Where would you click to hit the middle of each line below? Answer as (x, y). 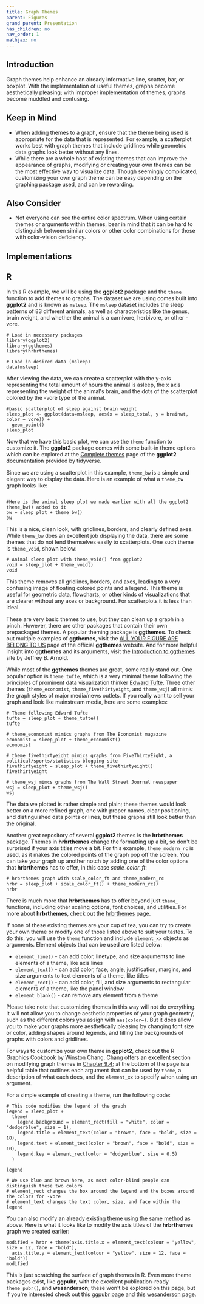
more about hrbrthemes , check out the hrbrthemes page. (79, 913)
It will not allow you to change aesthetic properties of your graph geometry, (100, 1013)
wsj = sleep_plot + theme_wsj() (47, 788)
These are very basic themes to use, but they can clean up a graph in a (95, 619)
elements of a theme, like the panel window (70, 989)
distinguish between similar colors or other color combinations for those (105, 231)
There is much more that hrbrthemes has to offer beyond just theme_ (92, 901)
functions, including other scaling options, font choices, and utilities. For (97, 907)
